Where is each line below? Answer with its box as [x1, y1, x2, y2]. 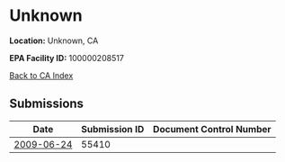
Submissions [9, 96, 84, 112]
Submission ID [80, 122, 145, 135]
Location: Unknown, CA [9, 35, 99, 46]
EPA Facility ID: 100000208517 [9, 52, 124, 63]
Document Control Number [152, 122, 272, 135]
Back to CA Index [9, 69, 74, 81]
